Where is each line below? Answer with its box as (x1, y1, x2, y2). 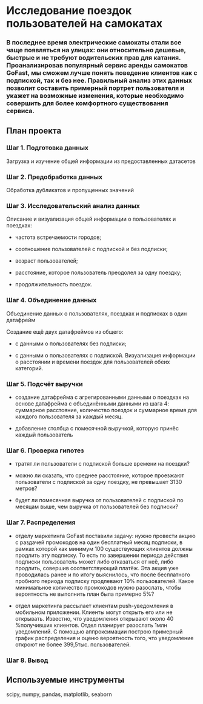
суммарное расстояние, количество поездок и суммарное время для (15, 406, 198, 413)
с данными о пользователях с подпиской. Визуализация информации (15, 351, 196, 359)
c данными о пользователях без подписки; (15, 340, 127, 347)
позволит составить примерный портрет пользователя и (6, 84, 185, 92)
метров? (15, 485, 38, 492)
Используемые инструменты (6, 674, 125, 685)
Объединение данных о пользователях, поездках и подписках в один (6, 309, 187, 317)
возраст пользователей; (15, 257, 78, 264)
